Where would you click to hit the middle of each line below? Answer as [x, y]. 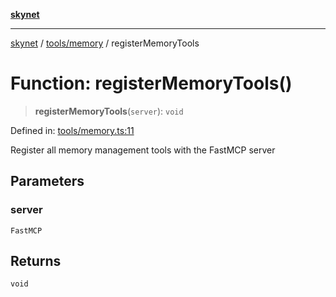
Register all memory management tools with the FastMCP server [143, 150]
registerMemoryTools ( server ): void [109, 111]
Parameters [47, 181]
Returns [36, 261]
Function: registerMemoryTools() [151, 83]
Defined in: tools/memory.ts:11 [72, 130]
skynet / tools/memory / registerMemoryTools [105, 43]
